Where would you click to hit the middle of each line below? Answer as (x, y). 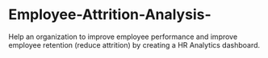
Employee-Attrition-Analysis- (110, 15)
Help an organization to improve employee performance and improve (123, 37)
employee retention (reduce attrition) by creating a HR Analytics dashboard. (134, 44)
